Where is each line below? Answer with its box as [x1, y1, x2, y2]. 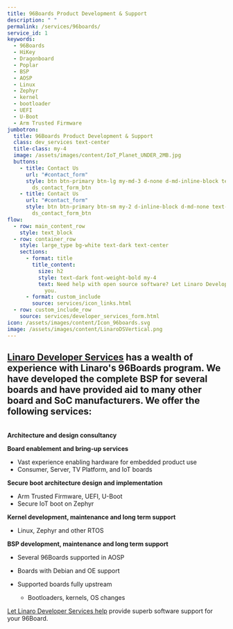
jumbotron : [7, 126, 39, 133]
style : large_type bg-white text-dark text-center [19, 242, 169, 249]
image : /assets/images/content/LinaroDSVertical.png [7, 326, 163, 333]
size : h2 [37, 267, 64, 274]
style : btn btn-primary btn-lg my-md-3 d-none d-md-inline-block [25, 177, 218, 184]
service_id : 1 [7, 29, 49, 37]
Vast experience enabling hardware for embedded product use [17, 458, 198, 466]
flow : [7, 216, 23, 223]
